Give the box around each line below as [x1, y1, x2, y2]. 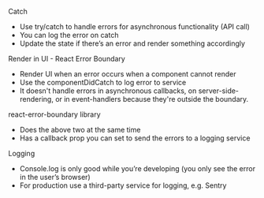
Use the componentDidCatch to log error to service [19, 78, 187, 87]
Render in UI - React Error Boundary [8, 54, 126, 63]
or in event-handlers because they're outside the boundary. [54, 95, 249, 103]
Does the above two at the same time [19, 125, 141, 134]
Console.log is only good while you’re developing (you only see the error [19, 164, 256, 173]
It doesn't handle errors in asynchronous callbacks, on [19, 86, 197, 95]
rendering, [19, 95, 54, 103]
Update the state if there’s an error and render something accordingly [19, 39, 246, 48]
